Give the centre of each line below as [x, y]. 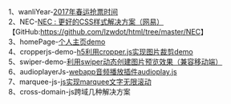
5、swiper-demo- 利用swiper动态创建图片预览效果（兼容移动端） [115, 62]
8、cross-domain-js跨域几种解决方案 [69, 92]
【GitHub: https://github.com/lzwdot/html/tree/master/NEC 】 [108, 32]
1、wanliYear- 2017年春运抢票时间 [63, 12]
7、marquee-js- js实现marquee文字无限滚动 [80, 82]
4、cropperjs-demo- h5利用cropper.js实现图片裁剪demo [101, 52]
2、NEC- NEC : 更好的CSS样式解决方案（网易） [86, 22]
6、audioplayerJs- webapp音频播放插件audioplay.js [93, 72]
